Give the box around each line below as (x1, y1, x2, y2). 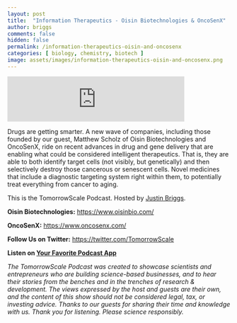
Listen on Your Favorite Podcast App (7, 249, 117, 257)
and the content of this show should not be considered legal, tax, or (7, 292, 205, 301)
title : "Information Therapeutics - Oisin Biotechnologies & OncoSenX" (7, 17, 226, 24)
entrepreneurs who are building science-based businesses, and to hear (7, 270, 217, 278)
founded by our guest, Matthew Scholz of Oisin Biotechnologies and (7, 135, 207, 143)
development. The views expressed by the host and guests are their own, (7, 285, 221, 293)
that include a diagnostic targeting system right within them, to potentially (7, 172, 221, 181)
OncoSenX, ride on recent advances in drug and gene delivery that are (7, 142, 214, 151)
